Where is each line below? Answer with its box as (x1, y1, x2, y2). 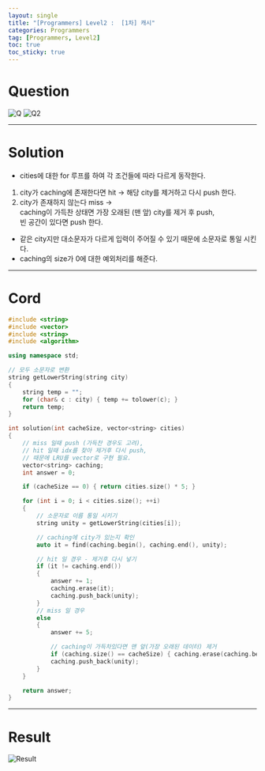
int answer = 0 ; (22, 468, 77, 477)
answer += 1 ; (50, 577, 93, 585)
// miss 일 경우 (36, 607, 85, 614)
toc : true (8, 41, 41, 49)
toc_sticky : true (8, 48, 65, 56)
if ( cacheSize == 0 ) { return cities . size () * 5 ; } (22, 483, 196, 491)
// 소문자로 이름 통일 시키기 (36, 512, 118, 520)
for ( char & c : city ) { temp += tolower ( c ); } (22, 395, 178, 403)
